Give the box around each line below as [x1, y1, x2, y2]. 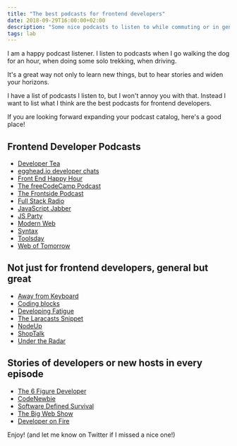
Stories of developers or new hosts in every [7, 357, 203, 369]
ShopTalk [17, 329, 44, 337]
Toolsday [17, 234, 44, 243]
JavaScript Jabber [17, 204, 72, 213]
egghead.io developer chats [17, 167, 99, 175]
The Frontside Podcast [17, 190, 84, 198]
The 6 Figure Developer [17, 387, 87, 395]
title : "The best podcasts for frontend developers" [7, 10, 166, 18]
